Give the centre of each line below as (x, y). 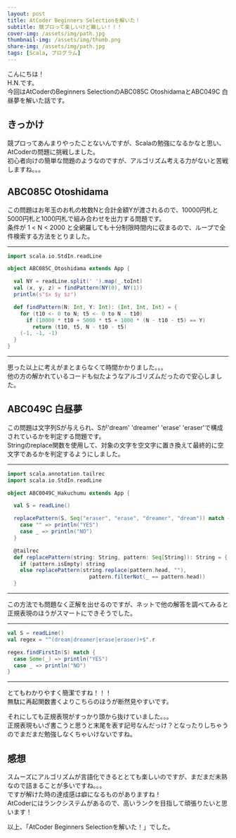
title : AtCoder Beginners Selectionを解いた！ (74, 20)
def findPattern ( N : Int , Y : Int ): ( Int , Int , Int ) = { (96, 307)
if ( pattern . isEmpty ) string (63, 564)
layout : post (26, 14)
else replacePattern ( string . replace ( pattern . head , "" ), (104, 571)
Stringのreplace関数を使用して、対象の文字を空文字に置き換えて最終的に (112, 445)
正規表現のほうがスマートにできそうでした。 (72, 614)
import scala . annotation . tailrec (56, 474)
